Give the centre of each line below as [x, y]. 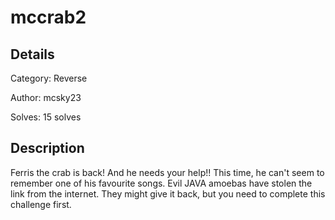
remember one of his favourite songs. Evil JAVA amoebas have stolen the [161, 183]
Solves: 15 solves [46, 117]
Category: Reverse [49, 78]
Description [47, 148]
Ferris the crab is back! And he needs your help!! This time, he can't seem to [167, 172]
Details [32, 54]
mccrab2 [48, 17]
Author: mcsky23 [46, 97]
